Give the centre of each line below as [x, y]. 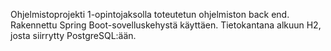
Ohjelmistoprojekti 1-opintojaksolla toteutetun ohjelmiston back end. [150, 14]
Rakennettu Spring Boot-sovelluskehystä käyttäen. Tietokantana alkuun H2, [166, 25]
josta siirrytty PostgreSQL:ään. [73, 35]
